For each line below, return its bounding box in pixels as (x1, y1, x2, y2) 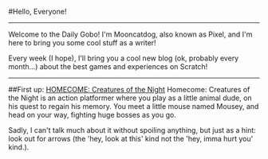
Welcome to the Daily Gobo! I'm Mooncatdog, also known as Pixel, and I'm (8, 29, 253, 39)
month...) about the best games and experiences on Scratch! (8, 62, 208, 71)
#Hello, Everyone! (8, 7, 67, 16)
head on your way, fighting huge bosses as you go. (8, 111, 177, 119)
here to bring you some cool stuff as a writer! (8, 38, 157, 47)
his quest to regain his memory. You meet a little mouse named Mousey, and (8, 102, 259, 111)
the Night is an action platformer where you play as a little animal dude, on (8, 93, 253, 103)
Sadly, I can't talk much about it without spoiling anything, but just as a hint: (8, 126, 257, 134)
